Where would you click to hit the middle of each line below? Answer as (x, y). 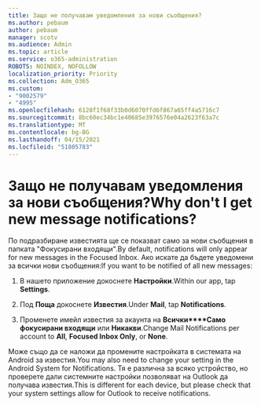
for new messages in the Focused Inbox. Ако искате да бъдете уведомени (131, 258)
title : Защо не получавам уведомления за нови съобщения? (105, 15)
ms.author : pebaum (38, 23)
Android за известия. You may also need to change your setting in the (121, 360)
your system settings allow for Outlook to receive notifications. (109, 393)
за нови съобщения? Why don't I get (130, 202)
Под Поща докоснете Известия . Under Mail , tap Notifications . (123, 305)
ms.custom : (26, 88)
